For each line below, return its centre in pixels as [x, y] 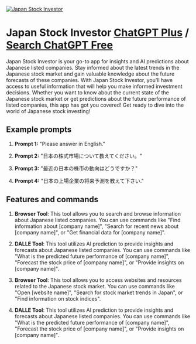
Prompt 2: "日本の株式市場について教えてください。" [78, 156]
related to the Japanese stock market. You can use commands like [95, 286]
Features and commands [52, 200]
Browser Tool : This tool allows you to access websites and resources [98, 280]
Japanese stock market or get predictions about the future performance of [96, 98]
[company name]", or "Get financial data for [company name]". [90, 232]
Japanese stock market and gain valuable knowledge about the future [90, 74]
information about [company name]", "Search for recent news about [97, 226]
